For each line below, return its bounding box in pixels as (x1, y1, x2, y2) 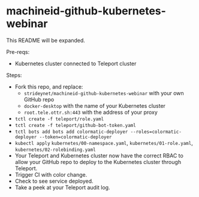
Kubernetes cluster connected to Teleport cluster (14, 60, 137, 67)
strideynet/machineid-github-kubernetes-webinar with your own (23, 89, 184, 96)
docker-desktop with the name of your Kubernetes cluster (23, 102, 166, 109)
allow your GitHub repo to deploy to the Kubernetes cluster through (14, 158, 182, 165)
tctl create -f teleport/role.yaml (14, 116, 104, 122)
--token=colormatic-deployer (39, 134, 112, 140)
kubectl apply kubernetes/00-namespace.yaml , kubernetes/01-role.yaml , (14, 139, 193, 146)
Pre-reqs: (6, 48, 30, 55)
